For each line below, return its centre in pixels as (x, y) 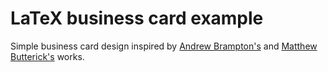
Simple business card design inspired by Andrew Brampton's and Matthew (164, 46)
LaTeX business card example (137, 18)
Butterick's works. (47, 56)
